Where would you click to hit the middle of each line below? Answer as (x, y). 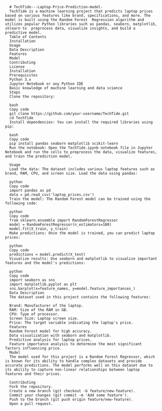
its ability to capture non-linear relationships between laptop (72, 370)
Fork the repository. (31, 387)
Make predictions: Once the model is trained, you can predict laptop (82, 233)
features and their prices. (33, 374)
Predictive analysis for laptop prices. (51, 340)
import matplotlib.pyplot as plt (43, 284)
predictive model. (24, 33)
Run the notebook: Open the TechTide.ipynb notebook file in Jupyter (81, 148)
